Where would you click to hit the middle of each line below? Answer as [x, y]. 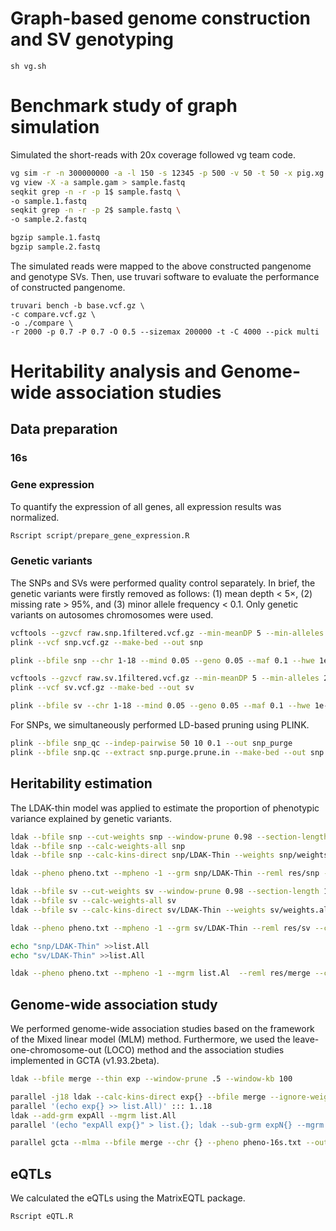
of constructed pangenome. [68, 287]
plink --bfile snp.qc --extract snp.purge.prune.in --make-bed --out [158, 752]
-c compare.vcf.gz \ [53, 314]
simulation [55, 127]
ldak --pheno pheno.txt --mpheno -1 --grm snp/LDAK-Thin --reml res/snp [165, 873]
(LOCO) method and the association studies [194, 1050]
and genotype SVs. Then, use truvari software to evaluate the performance [165, 276]
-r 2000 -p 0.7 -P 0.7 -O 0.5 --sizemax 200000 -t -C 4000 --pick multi [165, 332]
